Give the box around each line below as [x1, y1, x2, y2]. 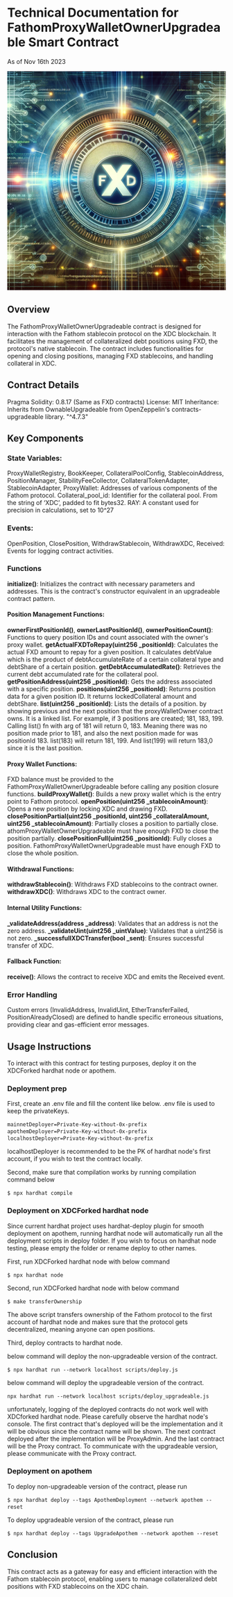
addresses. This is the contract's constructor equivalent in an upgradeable [7, 587, 221, 595]
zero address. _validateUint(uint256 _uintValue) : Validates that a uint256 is [7, 926, 223, 935]
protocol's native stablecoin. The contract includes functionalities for [7, 344, 204, 352]
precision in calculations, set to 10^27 [7, 506, 114, 515]
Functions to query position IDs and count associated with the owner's [7, 634, 209, 642]
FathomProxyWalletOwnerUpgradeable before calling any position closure [7, 783, 219, 791]
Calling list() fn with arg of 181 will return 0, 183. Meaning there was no [7, 722, 208, 730]
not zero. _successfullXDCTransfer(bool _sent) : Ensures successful [7, 934, 205, 942]
